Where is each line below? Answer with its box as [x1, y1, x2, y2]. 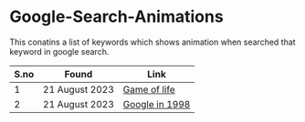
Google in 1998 [122, 97, 191, 110]
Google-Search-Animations [9, 6, 224, 27]
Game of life [122, 83, 175, 96]
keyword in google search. [9, 46, 110, 56]
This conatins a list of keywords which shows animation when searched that [9, 36, 296, 47]
